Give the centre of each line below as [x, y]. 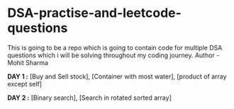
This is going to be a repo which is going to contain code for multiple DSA [115, 47]
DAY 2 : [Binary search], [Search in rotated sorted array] [89, 98]
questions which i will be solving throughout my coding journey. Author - [113, 55]
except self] [25, 84]
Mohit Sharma [28, 62]
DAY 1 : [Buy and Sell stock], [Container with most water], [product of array [117, 76]
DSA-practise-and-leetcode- [95, 13]
